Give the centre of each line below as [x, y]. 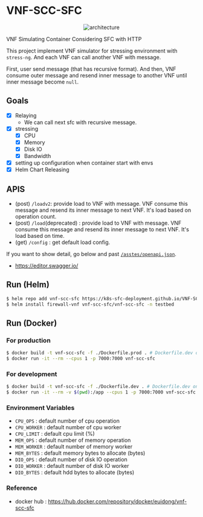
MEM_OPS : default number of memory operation [73, 440]
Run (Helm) [28, 285]
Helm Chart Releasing [42, 170]
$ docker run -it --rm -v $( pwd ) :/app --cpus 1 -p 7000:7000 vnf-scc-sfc [101, 392]
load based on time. [40, 236]
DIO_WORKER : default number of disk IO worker [72, 466]
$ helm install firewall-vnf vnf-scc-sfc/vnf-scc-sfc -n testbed [90, 304]
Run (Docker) [32, 324]
